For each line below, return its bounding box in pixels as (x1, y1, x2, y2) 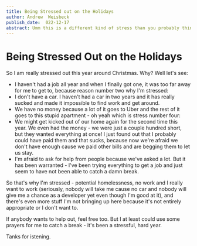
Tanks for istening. (6, 233, 51, 240)
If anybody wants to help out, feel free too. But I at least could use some (6, 216, 181, 223)
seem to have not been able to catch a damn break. (14, 168, 139, 175)
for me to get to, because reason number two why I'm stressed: (14, 87, 169, 94)
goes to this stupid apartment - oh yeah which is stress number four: (14, 112, 181, 119)
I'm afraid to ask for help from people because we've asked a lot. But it (14, 156, 186, 163)
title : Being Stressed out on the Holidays (6, 8, 114, 15)
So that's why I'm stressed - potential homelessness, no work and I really (6, 179, 183, 186)
